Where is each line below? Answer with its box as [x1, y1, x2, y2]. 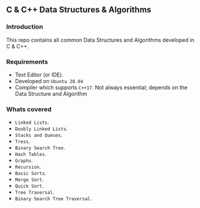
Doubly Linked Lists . [14, 125, 68, 132]
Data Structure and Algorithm [14, 90, 87, 97]
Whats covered [6, 105, 52, 113]
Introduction [6, 23, 43, 31]
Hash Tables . [14, 151, 47, 158]
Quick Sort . [14, 182, 44, 189]
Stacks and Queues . [14, 131, 63, 139]
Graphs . [14, 157, 33, 164]
